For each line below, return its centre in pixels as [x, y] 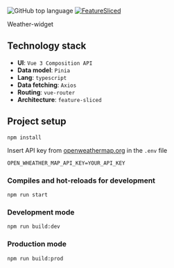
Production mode [37, 244]
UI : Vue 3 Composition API [55, 62]
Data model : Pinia [44, 70]
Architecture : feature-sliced [59, 99]
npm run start [28, 194]
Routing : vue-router [46, 92]
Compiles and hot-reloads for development [81, 181]
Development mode [41, 212]
